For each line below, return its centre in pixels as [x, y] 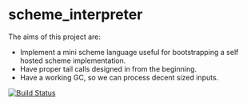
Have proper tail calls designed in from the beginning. [108, 68]
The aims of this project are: [55, 37]
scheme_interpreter [76, 15]
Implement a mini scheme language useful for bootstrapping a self [129, 52]
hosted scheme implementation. [73, 60]
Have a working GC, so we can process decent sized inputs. [119, 77]
